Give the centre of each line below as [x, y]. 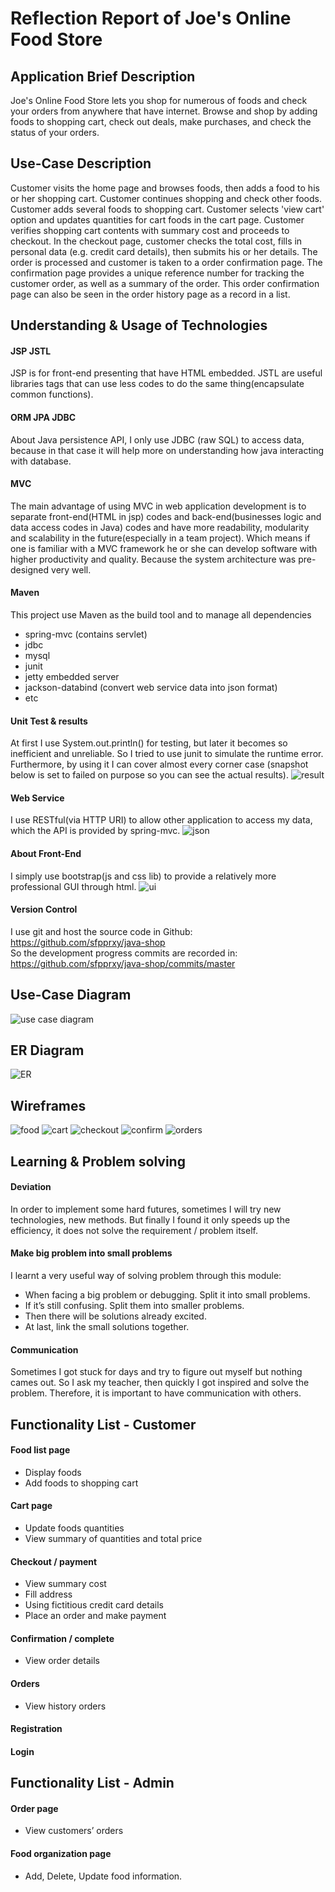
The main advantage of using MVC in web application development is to [158, 506]
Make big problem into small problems [91, 1253]
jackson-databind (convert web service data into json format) [151, 688]
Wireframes [48, 1105]
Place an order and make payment [95, 1616]
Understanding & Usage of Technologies [139, 325]
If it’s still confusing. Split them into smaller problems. [134, 1306]
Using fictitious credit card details [94, 1605]
